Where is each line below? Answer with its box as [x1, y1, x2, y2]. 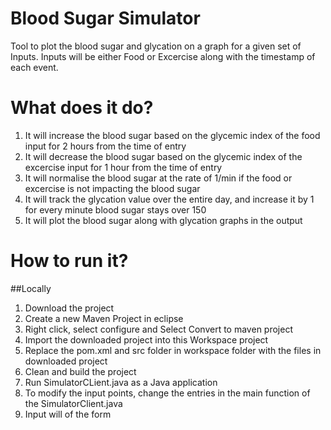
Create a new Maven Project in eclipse [24, 312, 184, 324]
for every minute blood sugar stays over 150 [24, 203, 207, 216]
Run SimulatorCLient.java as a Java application [24, 376, 218, 388]
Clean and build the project [24, 365, 137, 377]
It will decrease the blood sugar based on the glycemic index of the [24, 150, 303, 162]
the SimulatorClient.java [24, 397, 123, 409]
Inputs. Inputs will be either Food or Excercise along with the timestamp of [10, 50, 316, 62]
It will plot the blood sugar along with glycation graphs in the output [24, 214, 303, 226]
